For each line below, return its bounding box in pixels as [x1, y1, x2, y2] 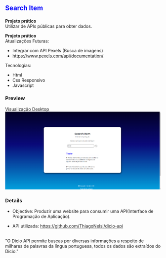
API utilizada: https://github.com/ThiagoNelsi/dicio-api [12, 223, 124, 229]
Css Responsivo [12, 77, 45, 83]
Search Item [5, 4, 43, 12]
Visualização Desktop [5, 106, 49, 112]
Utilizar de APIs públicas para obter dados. [5, 23, 92, 29]
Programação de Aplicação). [12, 214, 71, 220]
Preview [5, 95, 25, 102]
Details [5, 197, 23, 204]
